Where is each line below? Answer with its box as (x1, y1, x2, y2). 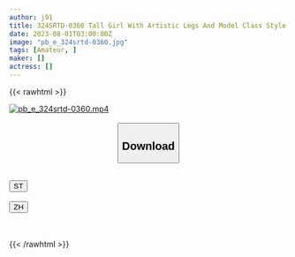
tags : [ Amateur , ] (9, 46, 77, 55)
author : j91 (9, 12, 53, 22)
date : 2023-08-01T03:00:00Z (9, 29, 113, 38)
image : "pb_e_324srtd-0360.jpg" (9, 37, 128, 47)
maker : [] (9, 54, 46, 63)
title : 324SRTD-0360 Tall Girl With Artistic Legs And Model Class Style (9, 21, 287, 30)
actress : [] (9, 63, 53, 72)
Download (122, 139, 175, 153)
